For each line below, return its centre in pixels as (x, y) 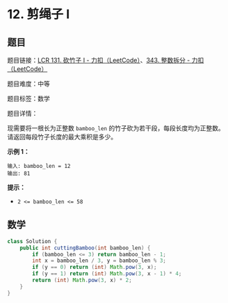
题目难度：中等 (28, 84)
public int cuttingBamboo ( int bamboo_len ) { (85, 248)
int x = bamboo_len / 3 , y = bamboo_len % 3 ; (99, 261)
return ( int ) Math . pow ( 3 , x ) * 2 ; (82, 280)
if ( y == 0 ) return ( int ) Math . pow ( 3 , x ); (95, 267)
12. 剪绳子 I (39, 14)
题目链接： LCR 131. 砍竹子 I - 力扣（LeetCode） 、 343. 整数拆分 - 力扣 (106, 60)
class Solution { (32, 241)
